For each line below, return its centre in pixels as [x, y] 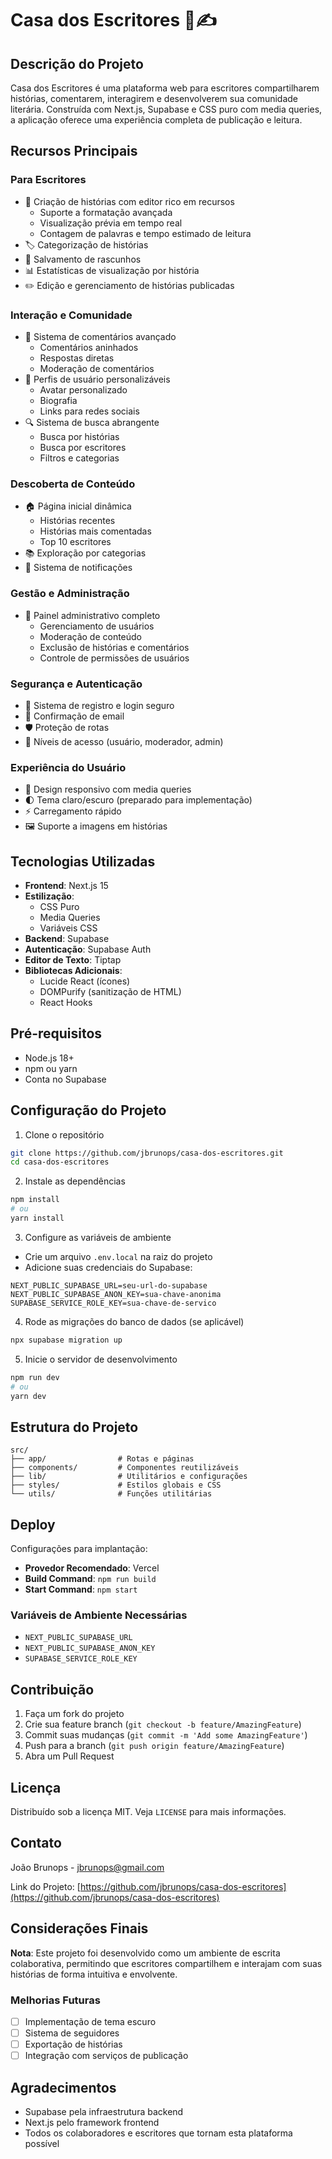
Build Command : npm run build [90, 1579]
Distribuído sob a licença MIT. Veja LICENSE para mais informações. [148, 1812]
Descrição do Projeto [77, 63]
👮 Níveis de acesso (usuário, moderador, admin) [124, 741]
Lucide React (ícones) [85, 981]
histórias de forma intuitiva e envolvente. [94, 1974]
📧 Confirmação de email [74, 716]
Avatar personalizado [83, 389]
